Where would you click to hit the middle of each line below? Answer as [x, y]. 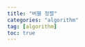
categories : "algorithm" [43, 20]
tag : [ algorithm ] [32, 26]
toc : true [21, 33]
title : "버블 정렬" [32, 13]
